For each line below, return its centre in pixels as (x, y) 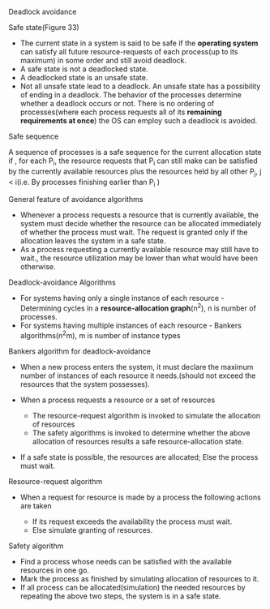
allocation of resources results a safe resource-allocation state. (138, 441)
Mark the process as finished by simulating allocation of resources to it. (139, 578)
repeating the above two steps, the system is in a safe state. (120, 596)
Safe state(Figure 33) (44, 27)
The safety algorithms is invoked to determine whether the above (141, 432)
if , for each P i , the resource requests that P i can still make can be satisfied (133, 161)
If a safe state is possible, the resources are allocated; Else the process (139, 457)
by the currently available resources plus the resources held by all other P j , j (135, 172)
